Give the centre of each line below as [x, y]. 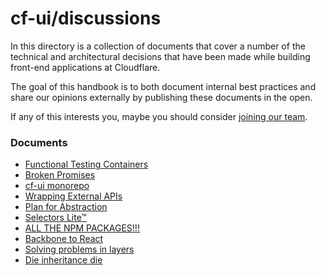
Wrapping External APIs [73, 196]
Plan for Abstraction [66, 207]
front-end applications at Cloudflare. [85, 67]
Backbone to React [64, 239]
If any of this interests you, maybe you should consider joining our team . [159, 116]
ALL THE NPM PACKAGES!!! [82, 228]
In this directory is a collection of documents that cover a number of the [158, 46]
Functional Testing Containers [86, 164]
